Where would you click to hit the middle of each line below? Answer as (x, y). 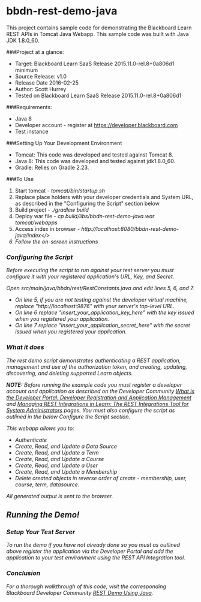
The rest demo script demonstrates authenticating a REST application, (94, 360)
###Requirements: (29, 107)
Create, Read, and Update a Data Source (66, 446)
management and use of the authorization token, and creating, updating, (97, 366)
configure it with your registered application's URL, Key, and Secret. (90, 276)
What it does (25, 347)
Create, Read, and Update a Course (59, 459)
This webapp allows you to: (40, 428)
